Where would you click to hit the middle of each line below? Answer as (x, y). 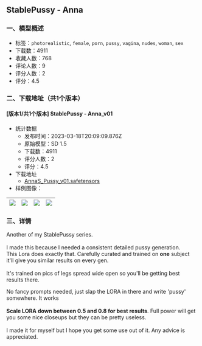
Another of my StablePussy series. (50, 235)
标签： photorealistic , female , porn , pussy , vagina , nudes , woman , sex (99, 43)
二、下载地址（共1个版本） (45, 98)
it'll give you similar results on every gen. (57, 260)
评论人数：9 (30, 66)
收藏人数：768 (33, 58)
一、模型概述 (25, 29)
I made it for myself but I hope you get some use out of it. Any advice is (96, 330)
